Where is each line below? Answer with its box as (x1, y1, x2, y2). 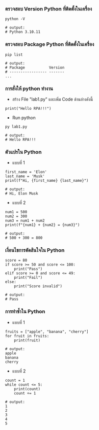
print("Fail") (14, 275, 43, 280)
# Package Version (5, 65, 65, 70)
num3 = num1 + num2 (5, 218, 45, 223)
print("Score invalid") (14, 284, 63, 289)
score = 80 (5, 258, 27, 263)
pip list (5, 52, 23, 57)
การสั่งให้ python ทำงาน (5, 85, 53, 92)
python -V (5, 17, 25, 22)
